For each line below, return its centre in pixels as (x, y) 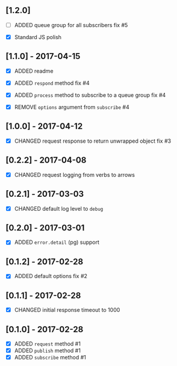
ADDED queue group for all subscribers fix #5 (71, 25)
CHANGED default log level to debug (59, 208)
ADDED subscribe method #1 (50, 358)
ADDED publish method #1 (47, 351)
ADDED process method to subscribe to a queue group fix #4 (90, 95)
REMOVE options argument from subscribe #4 (72, 107)
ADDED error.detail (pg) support (57, 242)
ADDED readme (34, 71)
